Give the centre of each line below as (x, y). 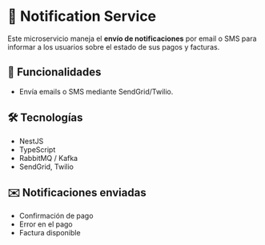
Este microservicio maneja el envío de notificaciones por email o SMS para (132, 38)
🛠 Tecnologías (45, 118)
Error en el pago (46, 224)
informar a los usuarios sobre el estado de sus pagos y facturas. (114, 46)
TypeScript (37, 149)
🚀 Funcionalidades (54, 72)
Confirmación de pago (56, 216)
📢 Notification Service (82, 16)
